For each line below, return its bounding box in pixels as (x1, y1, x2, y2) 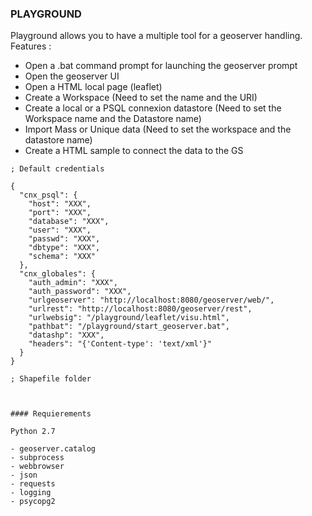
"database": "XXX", (28, 217, 110, 227)
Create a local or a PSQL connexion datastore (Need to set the (24, 102, 282, 114)
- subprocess (10, 453, 65, 463)
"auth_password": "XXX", (28, 287, 132, 297)
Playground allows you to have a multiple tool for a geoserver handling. (10, 30, 303, 42)
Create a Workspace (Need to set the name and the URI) (24, 92, 258, 104)
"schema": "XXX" (28, 252, 97, 262)
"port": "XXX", (28, 208, 92, 218)
